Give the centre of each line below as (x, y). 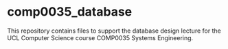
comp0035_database (70, 12)
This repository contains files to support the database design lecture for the (114, 31)
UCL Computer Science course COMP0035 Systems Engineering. (100, 37)
